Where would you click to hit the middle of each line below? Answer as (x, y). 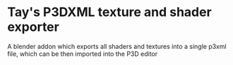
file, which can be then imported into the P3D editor (83, 54)
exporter (34, 27)
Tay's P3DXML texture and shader (109, 12)
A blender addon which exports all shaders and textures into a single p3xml (117, 46)
